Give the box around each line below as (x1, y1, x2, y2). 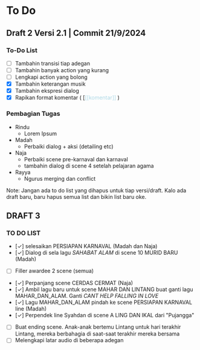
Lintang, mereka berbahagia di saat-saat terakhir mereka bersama (15, 330, 180, 337)
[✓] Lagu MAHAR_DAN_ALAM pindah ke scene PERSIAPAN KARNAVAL (15, 298, 192, 306)
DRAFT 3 (6, 210, 40, 221)
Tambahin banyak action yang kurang (15, 66, 109, 73)
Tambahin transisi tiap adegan (15, 59, 91, 67)
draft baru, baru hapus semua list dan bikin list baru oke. (6, 193, 147, 200)
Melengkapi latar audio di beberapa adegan (15, 337, 124, 344)
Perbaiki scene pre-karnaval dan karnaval (24, 155, 128, 163)
